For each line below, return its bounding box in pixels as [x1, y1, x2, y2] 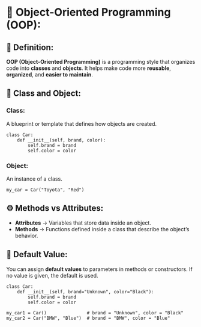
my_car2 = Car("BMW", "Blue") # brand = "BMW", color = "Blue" [6, 315, 170, 321]
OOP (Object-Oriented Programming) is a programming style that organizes [6, 58, 196, 65]
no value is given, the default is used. [6, 272, 98, 279]
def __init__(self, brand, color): [17, 137, 106, 143]
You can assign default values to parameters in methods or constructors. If [6, 265, 193, 273]
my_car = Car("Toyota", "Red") [6, 187, 85, 193]
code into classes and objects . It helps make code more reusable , [6, 64, 171, 72]
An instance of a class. [6, 175, 63, 182]
